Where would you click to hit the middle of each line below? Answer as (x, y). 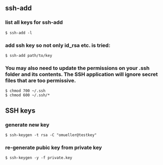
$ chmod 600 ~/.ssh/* (28, 95)
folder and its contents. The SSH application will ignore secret (81, 74)
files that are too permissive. (41, 80)
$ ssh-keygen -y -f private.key (39, 158)
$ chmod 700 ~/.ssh (25, 91)
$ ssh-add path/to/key (29, 55)
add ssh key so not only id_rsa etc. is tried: (58, 45)
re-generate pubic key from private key (54, 148)
